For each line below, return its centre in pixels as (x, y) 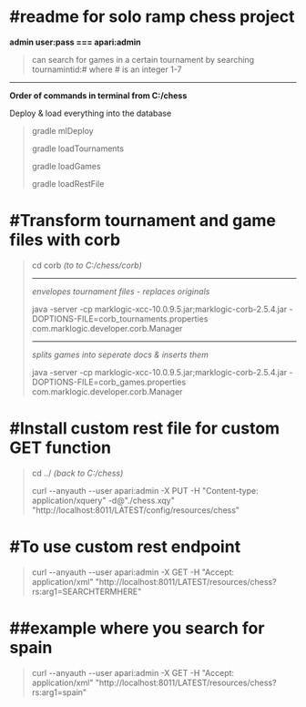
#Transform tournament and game (143, 221)
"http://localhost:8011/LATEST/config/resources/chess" (135, 510)
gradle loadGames (66, 166)
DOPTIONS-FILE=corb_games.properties (109, 382)
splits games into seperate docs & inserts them (120, 354)
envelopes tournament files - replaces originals (121, 291)
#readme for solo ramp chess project (152, 17)
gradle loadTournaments (78, 149)
